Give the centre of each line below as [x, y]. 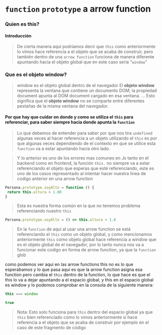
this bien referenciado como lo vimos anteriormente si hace [77, 317]
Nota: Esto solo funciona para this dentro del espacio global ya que [85, 312]
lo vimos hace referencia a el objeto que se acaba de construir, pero [85, 52]
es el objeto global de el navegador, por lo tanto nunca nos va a [80, 245]
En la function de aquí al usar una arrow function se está [74, 229]
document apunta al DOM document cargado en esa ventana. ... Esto [86, 95]
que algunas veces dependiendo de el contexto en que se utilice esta [86, 143]
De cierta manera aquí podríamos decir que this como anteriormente [86, 47]
